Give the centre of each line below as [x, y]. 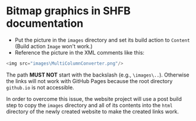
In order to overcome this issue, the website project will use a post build [94, 98]
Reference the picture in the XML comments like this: [79, 52]
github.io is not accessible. [40, 87]
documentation [45, 23]
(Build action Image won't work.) [54, 46]
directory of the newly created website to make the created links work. [93, 112]
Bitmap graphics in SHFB [68, 11]
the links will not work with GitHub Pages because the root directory [89, 81]
